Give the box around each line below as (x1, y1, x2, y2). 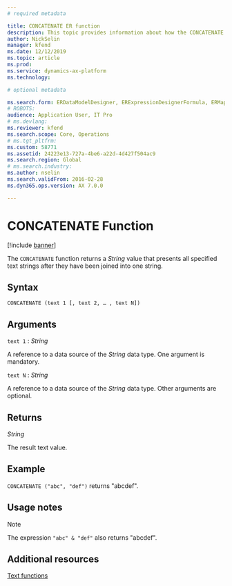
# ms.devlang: (7, 118, 48, 125)
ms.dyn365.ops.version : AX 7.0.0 (7, 182, 104, 189)
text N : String (7, 371, 48, 380)
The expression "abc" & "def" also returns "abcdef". (7, 533, 157, 542)
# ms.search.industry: (7, 163, 72, 170)
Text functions (7, 572, 48, 580)
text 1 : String (7, 337, 48, 345)
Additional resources (7, 554, 99, 565)
